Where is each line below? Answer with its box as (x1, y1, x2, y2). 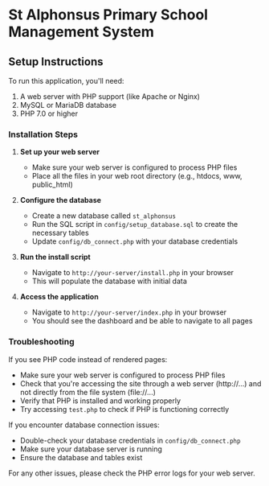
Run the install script (19, 252, 91, 262)
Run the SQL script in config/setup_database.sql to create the (31, 220, 238, 229)
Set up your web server (19, 147, 100, 157)
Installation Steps (8, 129, 79, 140)
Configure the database (19, 196, 102, 205)
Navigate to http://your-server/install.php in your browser (31, 268, 234, 278)
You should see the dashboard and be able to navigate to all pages (31, 316, 253, 326)
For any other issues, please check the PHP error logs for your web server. (8, 468, 255, 478)
